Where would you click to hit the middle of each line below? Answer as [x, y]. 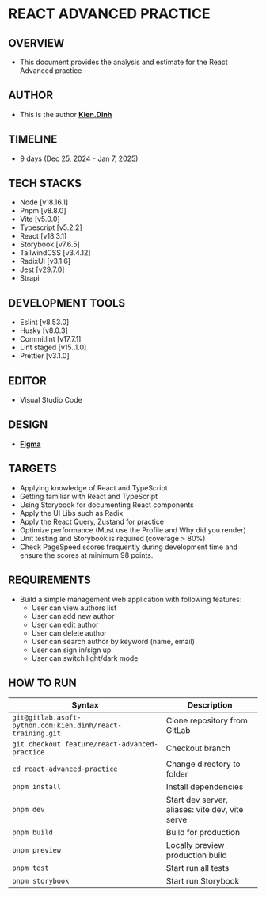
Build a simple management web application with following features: [131, 599]
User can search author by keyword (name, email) [113, 641]
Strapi [29, 278]
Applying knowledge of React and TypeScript [93, 487]
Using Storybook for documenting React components [106, 505]
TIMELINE [33, 139]
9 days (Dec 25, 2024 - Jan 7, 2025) [79, 158]
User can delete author [69, 633]
